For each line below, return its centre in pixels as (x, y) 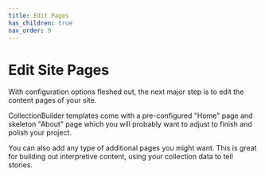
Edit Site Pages (59, 70)
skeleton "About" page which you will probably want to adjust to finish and (130, 124)
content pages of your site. (53, 100)
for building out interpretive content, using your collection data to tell (121, 157)
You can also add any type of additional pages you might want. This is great (132, 148)
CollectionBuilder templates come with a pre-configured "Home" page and (131, 115)
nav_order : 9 (30, 30)
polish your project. (40, 133)
